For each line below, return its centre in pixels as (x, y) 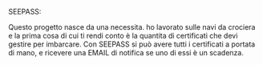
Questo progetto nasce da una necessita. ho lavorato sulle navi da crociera (132, 27)
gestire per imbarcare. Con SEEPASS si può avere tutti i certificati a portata (132, 44)
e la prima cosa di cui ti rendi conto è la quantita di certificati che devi (123, 36)
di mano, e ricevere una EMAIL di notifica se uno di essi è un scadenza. (126, 53)
